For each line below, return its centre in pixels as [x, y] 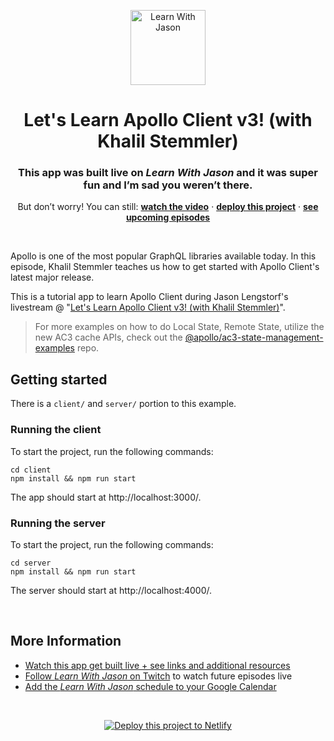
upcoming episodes [168, 217]
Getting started [59, 379]
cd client [31, 470]
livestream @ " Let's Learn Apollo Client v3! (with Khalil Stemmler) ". [148, 307]
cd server [31, 563]
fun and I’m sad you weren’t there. [168, 185]
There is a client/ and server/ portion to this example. [123, 404]
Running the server [58, 523]
